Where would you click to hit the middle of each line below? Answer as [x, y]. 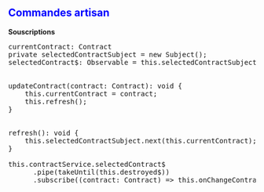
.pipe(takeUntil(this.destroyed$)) [101, 172]
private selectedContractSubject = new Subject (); [108, 54]
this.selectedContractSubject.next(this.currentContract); [141, 141]
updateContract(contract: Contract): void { [95, 86]
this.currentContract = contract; [91, 94]
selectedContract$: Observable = [73, 62]
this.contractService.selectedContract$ [87, 164]
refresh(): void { [44, 133]
